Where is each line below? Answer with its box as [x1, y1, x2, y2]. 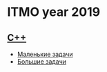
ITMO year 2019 [7, 4, 101, 20]
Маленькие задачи [17, 50, 74, 58]
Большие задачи [17, 57, 67, 66]
